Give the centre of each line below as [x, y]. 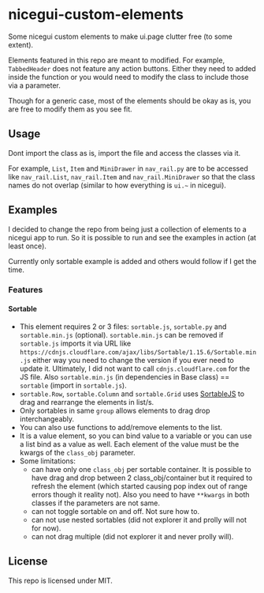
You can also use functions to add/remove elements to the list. [121, 427]
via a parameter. [35, 85]
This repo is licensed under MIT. [60, 580]
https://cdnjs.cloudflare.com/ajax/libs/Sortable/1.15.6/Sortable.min [138, 352]
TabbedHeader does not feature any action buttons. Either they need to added [132, 68]
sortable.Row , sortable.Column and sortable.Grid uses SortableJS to [132, 394]
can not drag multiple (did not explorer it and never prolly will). [132, 536]
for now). [46, 528]
